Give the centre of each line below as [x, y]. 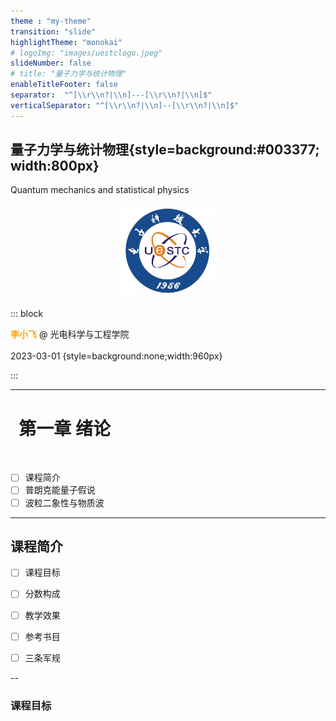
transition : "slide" [53, 31]
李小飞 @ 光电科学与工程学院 [70, 334]
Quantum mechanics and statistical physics [100, 190]
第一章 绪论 [64, 428]
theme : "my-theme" [51, 21]
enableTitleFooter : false [64, 85]
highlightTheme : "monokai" [66, 42]
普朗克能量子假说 [60, 490]
